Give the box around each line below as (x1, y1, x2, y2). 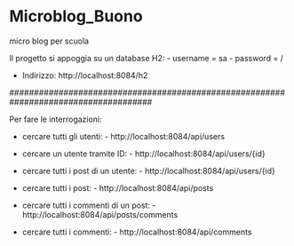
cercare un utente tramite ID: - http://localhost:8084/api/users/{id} (21, 148, 266, 159)
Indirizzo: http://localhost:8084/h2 (21, 69, 148, 81)
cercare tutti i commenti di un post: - (21, 200, 156, 210)
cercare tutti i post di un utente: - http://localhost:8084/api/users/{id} (21, 165, 275, 176)
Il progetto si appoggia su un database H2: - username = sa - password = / (9, 52, 284, 63)
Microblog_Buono (9, 6, 144, 27)
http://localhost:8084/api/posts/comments (21, 209, 179, 219)
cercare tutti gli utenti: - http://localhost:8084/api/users (21, 131, 225, 141)
